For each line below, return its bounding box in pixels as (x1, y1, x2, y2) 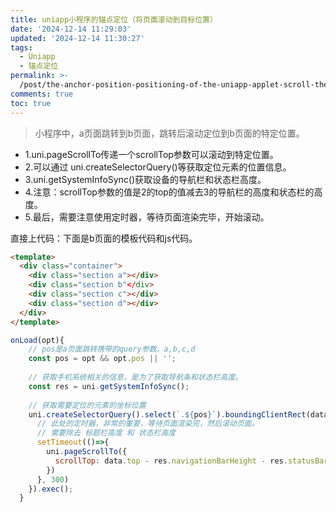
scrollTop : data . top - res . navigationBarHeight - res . (54, 456, 288, 466)
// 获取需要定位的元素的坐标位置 (28, 400, 147, 410)
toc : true (10, 98, 52, 108)
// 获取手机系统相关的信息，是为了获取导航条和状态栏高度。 (28, 372, 243, 382)
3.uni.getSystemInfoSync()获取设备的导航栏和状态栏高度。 (24, 173, 267, 185)
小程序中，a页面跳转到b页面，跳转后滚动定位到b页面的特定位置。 (34, 127, 305, 139)
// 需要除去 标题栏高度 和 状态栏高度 (36, 428, 177, 438)
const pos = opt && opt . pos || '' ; (28, 354, 177, 364)
